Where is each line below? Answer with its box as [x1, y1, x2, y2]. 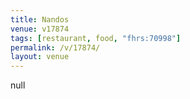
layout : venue [10, 52, 70, 62]
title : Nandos [10, 14, 70, 25]
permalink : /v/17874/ [10, 42, 101, 53]
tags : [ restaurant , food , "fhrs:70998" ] [10, 33, 182, 43]
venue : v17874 [10, 24, 70, 34]
